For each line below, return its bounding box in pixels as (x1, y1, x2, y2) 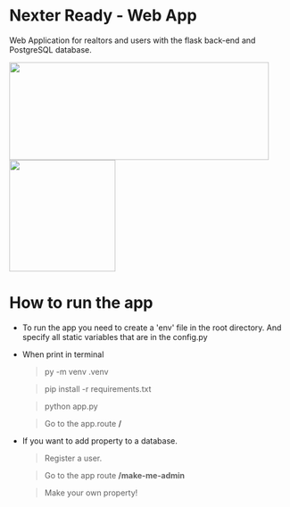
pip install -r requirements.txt (44, 383, 152, 394)
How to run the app (9, 293, 153, 313)
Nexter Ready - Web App (9, 5, 198, 26)
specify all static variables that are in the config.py (21, 331, 208, 342)
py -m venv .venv (44, 366, 109, 377)
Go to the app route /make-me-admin (44, 470, 186, 480)
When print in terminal (21, 349, 104, 360)
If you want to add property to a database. (21, 435, 178, 446)
